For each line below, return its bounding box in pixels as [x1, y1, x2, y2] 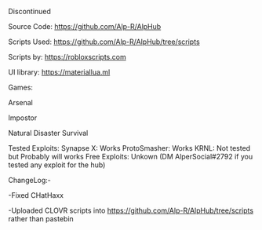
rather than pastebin [8, 214, 75, 223]
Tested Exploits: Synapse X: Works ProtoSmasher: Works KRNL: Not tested [8, 144, 251, 152]
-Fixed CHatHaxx [8, 191, 64, 199]
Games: [8, 82, 34, 92]
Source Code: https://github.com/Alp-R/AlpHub [8, 22, 162, 31]
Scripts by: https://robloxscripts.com [8, 53, 127, 61]
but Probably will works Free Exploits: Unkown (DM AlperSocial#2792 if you [8, 152, 253, 161]
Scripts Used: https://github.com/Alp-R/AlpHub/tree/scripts [8, 37, 200, 46]
